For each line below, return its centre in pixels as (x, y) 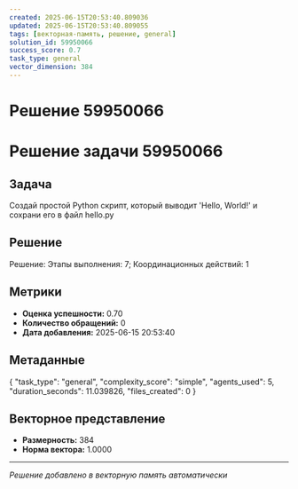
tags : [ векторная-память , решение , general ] (93, 34)
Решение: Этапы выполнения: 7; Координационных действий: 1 (129, 264)
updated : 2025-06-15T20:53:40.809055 (79, 26)
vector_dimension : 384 (51, 67)
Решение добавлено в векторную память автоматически (118, 475)
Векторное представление (87, 418)
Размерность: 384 (58, 440)
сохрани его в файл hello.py (62, 215)
